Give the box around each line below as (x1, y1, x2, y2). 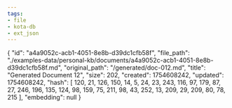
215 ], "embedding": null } (7, 93, 82, 102)
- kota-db (7, 23, 36, 30)
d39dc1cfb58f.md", (7, 63, 63, 72)
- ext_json (7, 29, 39, 37)
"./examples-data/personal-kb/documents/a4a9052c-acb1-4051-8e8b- (7, 56, 214, 65)
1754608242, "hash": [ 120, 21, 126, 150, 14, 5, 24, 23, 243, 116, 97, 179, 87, (7, 78, 221, 87)
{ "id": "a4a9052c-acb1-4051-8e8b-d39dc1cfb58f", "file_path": (7, 49, 191, 57)
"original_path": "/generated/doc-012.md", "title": (64, 63, 206, 72)
